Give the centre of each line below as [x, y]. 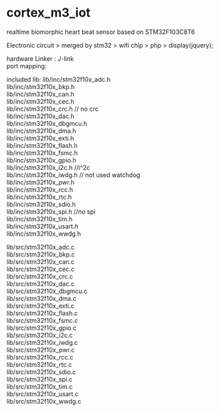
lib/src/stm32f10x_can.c [41, 261]
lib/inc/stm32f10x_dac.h [41, 116]
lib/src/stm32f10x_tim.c [40, 386]
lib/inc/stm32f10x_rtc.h [39, 197]
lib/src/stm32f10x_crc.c [40, 276]
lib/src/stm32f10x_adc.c [41, 247]
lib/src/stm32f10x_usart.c [42, 394]
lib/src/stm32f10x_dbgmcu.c [47, 291]
